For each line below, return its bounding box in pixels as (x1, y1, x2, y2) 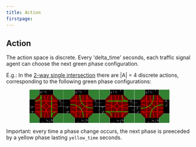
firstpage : (6, 15, 33, 22)
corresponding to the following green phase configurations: (6, 78, 152, 85)
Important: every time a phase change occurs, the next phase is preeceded (6, 128, 190, 135)
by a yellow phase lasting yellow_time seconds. (6, 134, 123, 141)
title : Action (6, 9, 41, 15)
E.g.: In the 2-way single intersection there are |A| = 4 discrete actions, (6, 71, 179, 79)
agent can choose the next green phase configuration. (6, 60, 139, 67)
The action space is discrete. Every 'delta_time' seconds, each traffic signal (6, 54, 191, 61)
